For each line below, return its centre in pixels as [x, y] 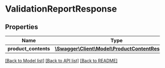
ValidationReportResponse [61, 9]
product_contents [29, 49]
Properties [22, 27]
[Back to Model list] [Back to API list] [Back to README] [61, 61]
